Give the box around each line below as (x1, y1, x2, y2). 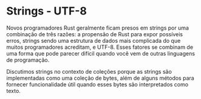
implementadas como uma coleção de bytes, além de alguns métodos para (6, 74, 194, 81)
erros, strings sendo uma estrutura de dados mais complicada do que (6, 37, 181, 44)
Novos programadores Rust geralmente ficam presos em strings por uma (6, 24, 189, 31)
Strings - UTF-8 (6, 4, 87, 18)
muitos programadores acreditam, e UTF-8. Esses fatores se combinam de (6, 43, 193, 51)
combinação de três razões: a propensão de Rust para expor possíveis (6, 30, 183, 37)
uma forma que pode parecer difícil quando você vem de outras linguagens (6, 49, 196, 57)
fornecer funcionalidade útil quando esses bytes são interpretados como (6, 80, 189, 88)
